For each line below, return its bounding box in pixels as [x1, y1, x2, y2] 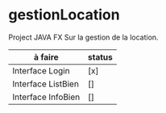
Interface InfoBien [12, 91, 81, 103]
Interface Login [12, 65, 70, 76]
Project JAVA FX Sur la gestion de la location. [8, 32, 159, 42]
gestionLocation [8, 6, 120, 24]
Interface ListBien [12, 78, 79, 90]
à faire [33, 51, 59, 62]
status [87, 51, 113, 62]
